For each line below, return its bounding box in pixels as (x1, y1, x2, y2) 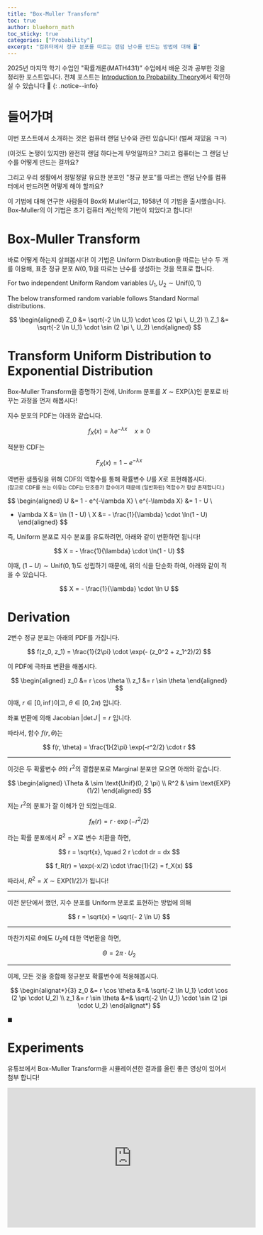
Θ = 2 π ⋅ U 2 (102, 949, 136, 959)
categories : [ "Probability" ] (7, 37, 94, 44)
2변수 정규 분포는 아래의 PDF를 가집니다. (7, 633, 120, 642)
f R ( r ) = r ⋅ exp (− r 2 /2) (89, 815, 150, 827)
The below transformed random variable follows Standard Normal (7, 294, 199, 303)
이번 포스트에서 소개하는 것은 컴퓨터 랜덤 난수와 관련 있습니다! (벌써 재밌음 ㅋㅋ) (7, 134, 228, 142)
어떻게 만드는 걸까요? (20, 158, 79, 166)
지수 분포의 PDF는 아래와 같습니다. (7, 411, 103, 420)
